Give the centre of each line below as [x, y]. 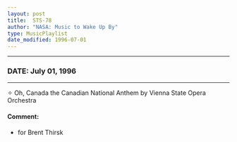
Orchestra [22, 101]
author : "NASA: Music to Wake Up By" [63, 27]
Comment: [23, 117]
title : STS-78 [30, 20]
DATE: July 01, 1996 [42, 71]
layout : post [26, 14]
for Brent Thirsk [40, 132]
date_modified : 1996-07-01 [47, 40]
